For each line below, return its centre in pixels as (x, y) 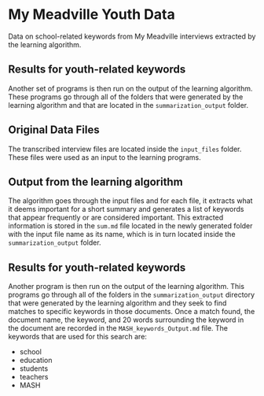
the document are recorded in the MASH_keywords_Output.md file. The (118, 328)
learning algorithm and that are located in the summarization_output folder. (128, 105)
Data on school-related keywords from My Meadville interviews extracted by (132, 36)
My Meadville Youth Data (92, 15)
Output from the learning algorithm (95, 181)
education (36, 361)
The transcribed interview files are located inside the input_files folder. (125, 149)
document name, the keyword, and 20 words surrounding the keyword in (126, 320)
